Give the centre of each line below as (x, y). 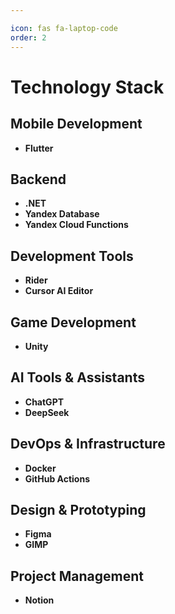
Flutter (39, 148)
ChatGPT (44, 402)
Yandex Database (62, 214)
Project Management (77, 576)
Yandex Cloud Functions (76, 225)
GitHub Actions (57, 478)
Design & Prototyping (78, 509)
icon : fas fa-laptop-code (64, 28)
